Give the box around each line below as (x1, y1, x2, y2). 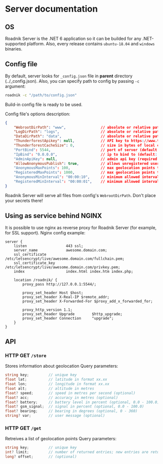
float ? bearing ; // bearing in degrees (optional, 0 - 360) (5, 409, 138, 414)
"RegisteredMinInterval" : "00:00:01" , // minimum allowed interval (14, 179, 160, 184)
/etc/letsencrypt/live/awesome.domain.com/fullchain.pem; (5, 256, 125, 261)
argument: (5, 83, 26, 89)
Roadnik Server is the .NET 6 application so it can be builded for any (5, 36, 142, 41)
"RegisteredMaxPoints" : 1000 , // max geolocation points (14, 170, 155, 175)
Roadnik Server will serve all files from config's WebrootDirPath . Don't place (5, 192, 156, 198)
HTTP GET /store (5, 352, 47, 358)
